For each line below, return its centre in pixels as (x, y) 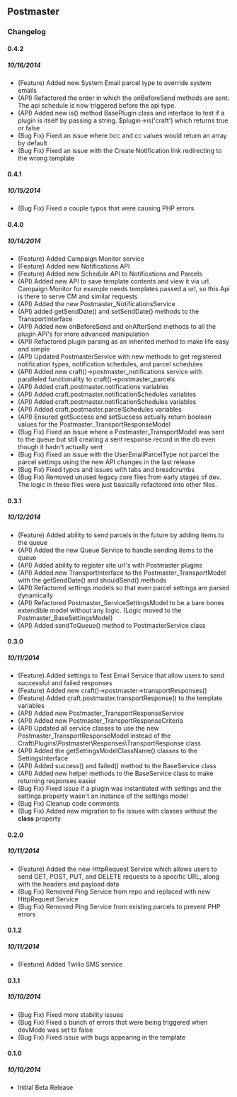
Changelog (27, 32)
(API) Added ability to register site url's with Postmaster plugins (110, 565)
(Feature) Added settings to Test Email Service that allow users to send (121, 675)
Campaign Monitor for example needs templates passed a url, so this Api (123, 289)
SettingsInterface (43, 758)
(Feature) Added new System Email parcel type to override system (114, 83)
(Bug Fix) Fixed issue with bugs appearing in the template (102, 1037)
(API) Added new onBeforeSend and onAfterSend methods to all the (117, 326)
